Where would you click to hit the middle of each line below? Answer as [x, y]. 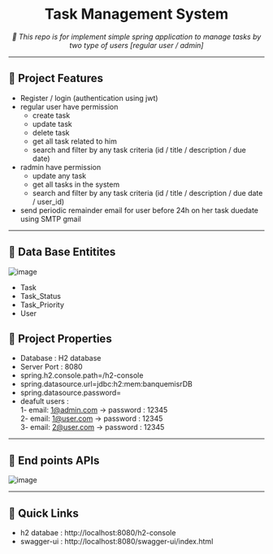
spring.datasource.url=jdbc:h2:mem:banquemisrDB [106, 384]
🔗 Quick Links [43, 513]
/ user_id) [48, 201]
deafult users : [44, 401]
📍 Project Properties [60, 338]
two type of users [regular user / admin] [136, 45]
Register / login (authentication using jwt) [89, 97]
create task [51, 115]
